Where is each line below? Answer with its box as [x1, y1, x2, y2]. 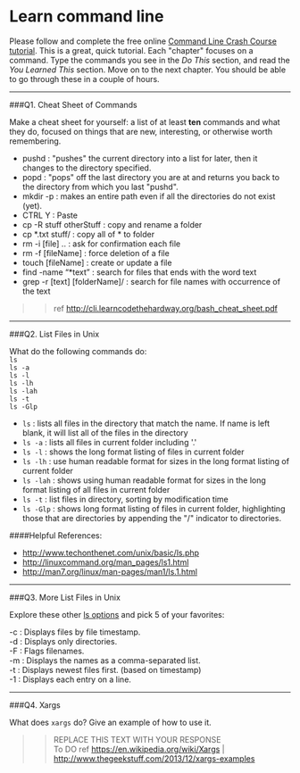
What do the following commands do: [9, 345, 147, 356]
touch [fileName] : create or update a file [21, 257, 172, 268]
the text [21, 286, 51, 296]
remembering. [9, 136, 62, 146]
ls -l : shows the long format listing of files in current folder [21, 446, 245, 457]
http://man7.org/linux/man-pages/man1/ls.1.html [21, 566, 198, 577]
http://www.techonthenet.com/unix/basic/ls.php [21, 547, 199, 558]
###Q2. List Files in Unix [9, 328, 100, 339]
